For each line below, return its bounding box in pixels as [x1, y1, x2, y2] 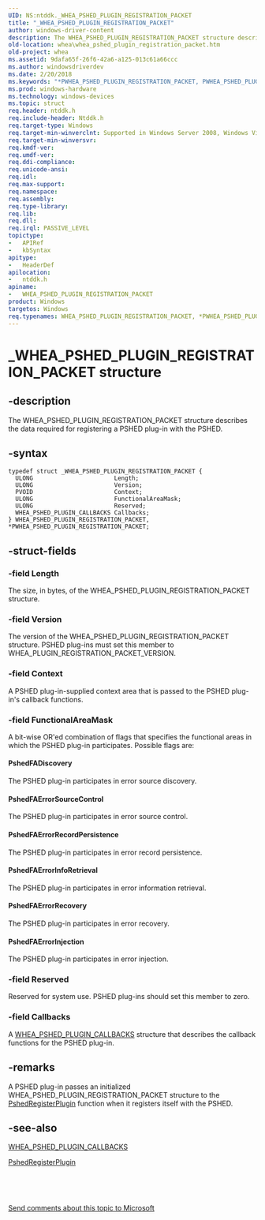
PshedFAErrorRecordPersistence [8, 829, 119, 839]
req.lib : [8, 210, 37, 218]
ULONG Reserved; [15, 502, 147, 510]
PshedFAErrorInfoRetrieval [8, 866, 99, 875]
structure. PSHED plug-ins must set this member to [8, 640, 175, 649]
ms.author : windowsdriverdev [8, 63, 104, 71]
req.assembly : [8, 195, 55, 203]
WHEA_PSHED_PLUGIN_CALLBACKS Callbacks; [15, 509, 150, 517]
